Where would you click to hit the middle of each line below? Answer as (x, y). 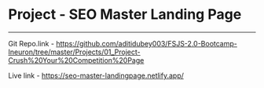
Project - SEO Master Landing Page (125, 15)
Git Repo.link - (31, 43)
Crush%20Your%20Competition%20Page (76, 60)
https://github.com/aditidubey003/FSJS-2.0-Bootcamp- (147, 43)
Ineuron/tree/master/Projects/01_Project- (75, 52)
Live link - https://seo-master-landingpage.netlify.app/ (96, 75)
